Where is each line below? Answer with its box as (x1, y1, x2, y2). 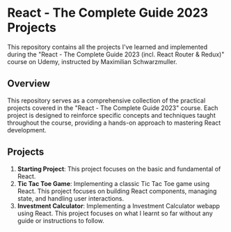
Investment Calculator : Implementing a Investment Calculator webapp (17, 201, 221, 210)
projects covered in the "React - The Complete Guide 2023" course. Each (7, 103, 218, 112)
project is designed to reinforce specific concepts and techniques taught (7, 111, 216, 119)
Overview (7, 78, 51, 90)
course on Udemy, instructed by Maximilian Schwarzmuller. (7, 57, 177, 65)
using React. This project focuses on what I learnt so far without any (17, 209, 214, 217)
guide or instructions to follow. (17, 216, 104, 224)
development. (7, 125, 47, 134)
